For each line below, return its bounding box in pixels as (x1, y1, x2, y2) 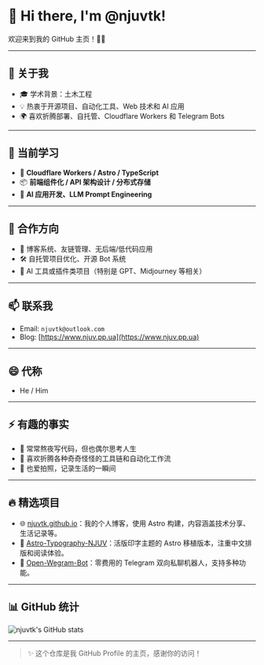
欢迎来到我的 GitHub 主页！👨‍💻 (8, 34, 106, 43)
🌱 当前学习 (8, 146, 59, 160)
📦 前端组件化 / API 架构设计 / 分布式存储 (19, 177, 152, 187)
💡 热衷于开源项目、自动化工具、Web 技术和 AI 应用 (19, 102, 185, 111)
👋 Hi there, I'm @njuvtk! (8, 7, 167, 25)
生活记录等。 (19, 528, 61, 538)
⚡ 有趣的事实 (8, 418, 69, 431)
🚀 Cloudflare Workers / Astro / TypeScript (19, 168, 159, 177)
